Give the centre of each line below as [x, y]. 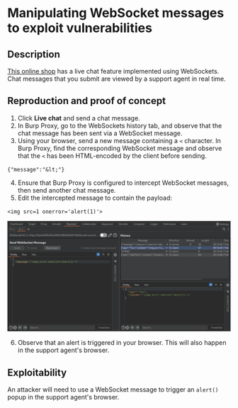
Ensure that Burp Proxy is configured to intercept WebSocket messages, [123, 183]
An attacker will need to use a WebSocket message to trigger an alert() [113, 390]
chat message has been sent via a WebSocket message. [100, 133]
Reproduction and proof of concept [87, 101]
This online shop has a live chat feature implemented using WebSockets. [113, 71]
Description [34, 54]
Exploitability [37, 372]
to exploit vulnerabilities [80, 28]
